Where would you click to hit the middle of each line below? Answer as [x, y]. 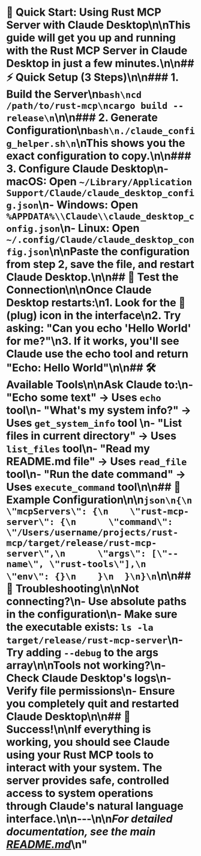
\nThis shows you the [130, 143]
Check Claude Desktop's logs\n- [89, 678]
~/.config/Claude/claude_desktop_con [100, 240]
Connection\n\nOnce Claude [79, 290]
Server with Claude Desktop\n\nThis [98, 25]
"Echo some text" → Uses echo [84, 398]
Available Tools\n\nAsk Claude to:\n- [100, 385]
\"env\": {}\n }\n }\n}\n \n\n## [99, 576]
